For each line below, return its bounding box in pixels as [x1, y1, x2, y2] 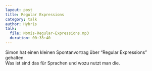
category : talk [5, 17, 37, 22]
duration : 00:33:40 [10, 36, 51, 41]
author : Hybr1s [5, 21, 37, 27]
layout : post [5, 7, 33, 13]
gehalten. [5, 54, 25, 60]
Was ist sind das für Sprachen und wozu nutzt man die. [5, 60, 120, 66]
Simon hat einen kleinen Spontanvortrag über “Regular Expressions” [5, 49, 147, 55]
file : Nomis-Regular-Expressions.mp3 [10, 31, 89, 36]
